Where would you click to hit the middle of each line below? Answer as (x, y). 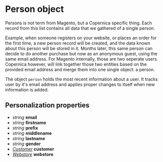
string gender (27, 144)
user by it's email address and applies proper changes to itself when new (80, 84)
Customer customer (33, 149)
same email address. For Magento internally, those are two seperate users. (81, 59)
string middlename (32, 133)
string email (25, 117)
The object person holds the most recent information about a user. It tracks (81, 79)
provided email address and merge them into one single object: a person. (80, 69)
